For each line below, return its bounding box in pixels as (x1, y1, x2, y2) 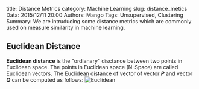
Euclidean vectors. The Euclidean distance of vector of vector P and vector (6, 70, 193, 77)
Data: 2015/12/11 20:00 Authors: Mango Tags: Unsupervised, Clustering (6, 11, 184, 19)
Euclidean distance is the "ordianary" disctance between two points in (6, 57, 183, 65)
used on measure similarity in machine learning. (6, 24, 125, 31)
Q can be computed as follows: (6, 76, 84, 83)
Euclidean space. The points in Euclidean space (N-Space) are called (6, 63, 178, 70)
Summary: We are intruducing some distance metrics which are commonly (6, 18, 192, 24)
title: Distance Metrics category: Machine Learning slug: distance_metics (6, 5, 188, 12)
